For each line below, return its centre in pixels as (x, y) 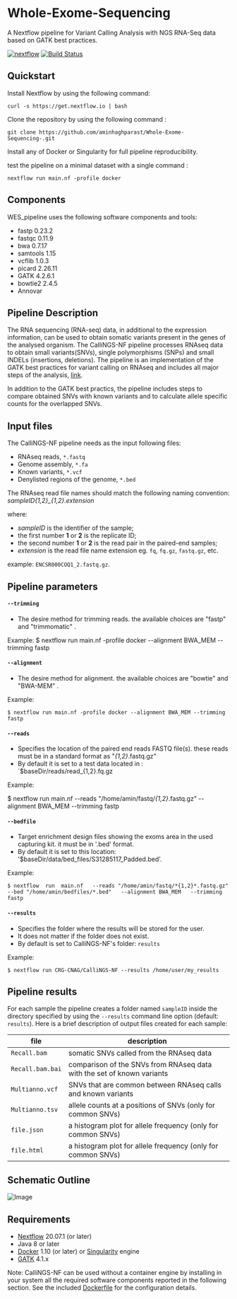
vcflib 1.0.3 (33, 260)
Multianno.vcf (35, 1090)
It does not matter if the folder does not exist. (83, 936)
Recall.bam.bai (36, 1069)
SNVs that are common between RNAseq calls (145, 1085)
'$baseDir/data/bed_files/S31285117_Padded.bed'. (90, 859)
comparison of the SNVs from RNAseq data (140, 1065)
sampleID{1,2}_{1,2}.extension (51, 501)
